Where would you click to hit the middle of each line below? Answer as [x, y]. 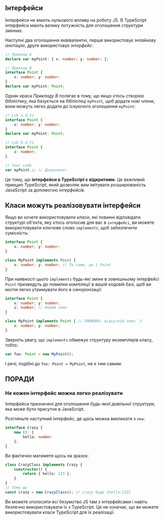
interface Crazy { [24, 428]
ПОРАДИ [20, 379]
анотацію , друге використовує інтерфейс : [49, 45]
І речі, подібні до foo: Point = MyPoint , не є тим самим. [64, 363]
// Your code [18, 165]
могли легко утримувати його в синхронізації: [54, 289]
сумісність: [17, 233]
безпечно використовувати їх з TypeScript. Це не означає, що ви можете [82, 507]
